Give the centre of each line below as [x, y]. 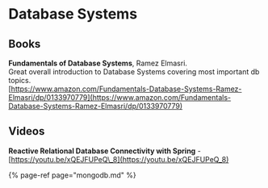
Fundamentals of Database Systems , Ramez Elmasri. [98, 63]
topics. [20, 80]
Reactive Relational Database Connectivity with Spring [102, 151]
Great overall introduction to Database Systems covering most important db [134, 72]
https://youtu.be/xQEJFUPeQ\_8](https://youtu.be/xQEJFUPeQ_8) [120, 159]
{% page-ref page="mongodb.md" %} [72, 175]
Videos [27, 131]
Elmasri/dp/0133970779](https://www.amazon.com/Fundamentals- [120, 97]
